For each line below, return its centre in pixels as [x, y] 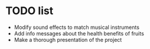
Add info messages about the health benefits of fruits [79, 33]
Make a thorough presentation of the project [68, 40]
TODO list [30, 11]
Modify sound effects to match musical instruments [77, 27]
